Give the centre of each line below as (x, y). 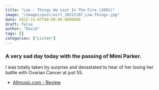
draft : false (19, 24)
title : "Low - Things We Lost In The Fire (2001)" (60, 10)
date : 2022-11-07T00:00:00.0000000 (43, 19)
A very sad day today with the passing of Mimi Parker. (73, 56)
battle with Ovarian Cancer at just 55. (44, 73)
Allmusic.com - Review (37, 82)
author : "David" (22, 29)
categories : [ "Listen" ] (31, 39)
